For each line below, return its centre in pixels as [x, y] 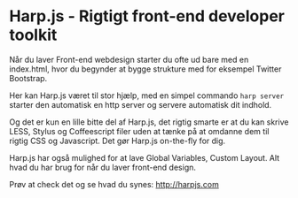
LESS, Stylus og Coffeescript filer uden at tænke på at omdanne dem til [139, 131]
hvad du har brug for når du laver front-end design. [103, 167]
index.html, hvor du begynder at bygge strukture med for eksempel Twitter [145, 69]
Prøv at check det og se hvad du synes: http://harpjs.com [114, 184]
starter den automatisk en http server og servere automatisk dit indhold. [141, 104]
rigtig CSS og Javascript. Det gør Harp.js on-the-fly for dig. [118, 141]
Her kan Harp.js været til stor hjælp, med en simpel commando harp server [147, 95]
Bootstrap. [28, 78]
